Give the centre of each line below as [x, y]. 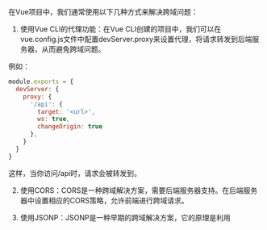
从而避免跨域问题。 [73, 49]
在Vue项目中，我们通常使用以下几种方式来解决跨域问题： [104, 12]
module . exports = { [41, 82]
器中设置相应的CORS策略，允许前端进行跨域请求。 [104, 200]
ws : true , [54, 119]
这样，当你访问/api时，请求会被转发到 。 [75, 173]
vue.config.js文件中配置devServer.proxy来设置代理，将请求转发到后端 [136, 39]
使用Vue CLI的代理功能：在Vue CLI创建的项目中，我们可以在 [121, 29]
